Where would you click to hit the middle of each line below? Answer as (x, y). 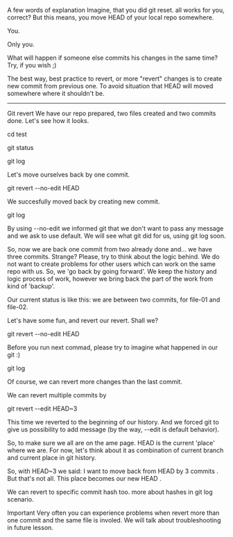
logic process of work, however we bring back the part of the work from (110, 279)
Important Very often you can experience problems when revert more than (113, 513)
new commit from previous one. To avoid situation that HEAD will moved (110, 86)
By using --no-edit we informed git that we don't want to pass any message (115, 228)
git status (20, 148)
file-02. (18, 307)
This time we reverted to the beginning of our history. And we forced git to (113, 422)
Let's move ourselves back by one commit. (69, 174)
